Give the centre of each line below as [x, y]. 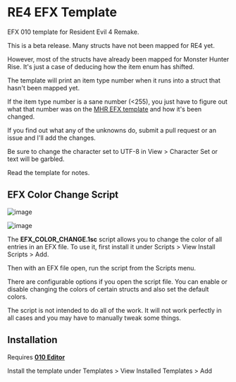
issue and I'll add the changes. [52, 138]
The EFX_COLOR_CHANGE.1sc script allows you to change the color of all [115, 239]
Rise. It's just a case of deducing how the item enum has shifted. [101, 66]
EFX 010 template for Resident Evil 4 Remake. [73, 32]
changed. [21, 117]
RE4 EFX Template [62, 12]
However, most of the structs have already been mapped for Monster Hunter [118, 59]
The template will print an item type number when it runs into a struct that [114, 80]
